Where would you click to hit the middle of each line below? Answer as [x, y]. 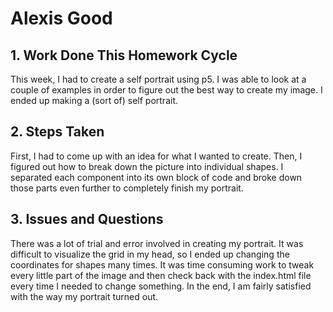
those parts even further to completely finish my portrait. [127, 188]
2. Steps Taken [57, 132]
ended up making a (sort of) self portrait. [94, 100]
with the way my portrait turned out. [84, 296]
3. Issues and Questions [87, 219]
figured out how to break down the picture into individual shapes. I [147, 166]
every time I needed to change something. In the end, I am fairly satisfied [161, 286]
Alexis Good [61, 18]
